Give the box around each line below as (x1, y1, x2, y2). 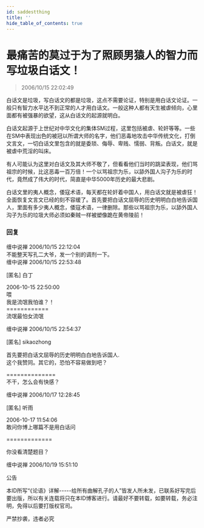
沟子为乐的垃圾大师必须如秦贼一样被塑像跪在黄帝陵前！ (6, 211, 144, 219)
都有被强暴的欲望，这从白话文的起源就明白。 (11, 112, 123, 119)
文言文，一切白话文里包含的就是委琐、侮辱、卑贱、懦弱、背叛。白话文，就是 (6, 140, 198, 147)
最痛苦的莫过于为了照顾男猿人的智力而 (6, 48, 199, 62)
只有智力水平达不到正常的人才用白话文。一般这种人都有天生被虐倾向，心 (11, 104, 192, 111)
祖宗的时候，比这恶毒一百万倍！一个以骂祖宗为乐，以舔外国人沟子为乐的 (6, 168, 187, 175)
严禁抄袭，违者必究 (6, 515, 55, 522)
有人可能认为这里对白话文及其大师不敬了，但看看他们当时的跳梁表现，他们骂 (6, 161, 198, 168)
